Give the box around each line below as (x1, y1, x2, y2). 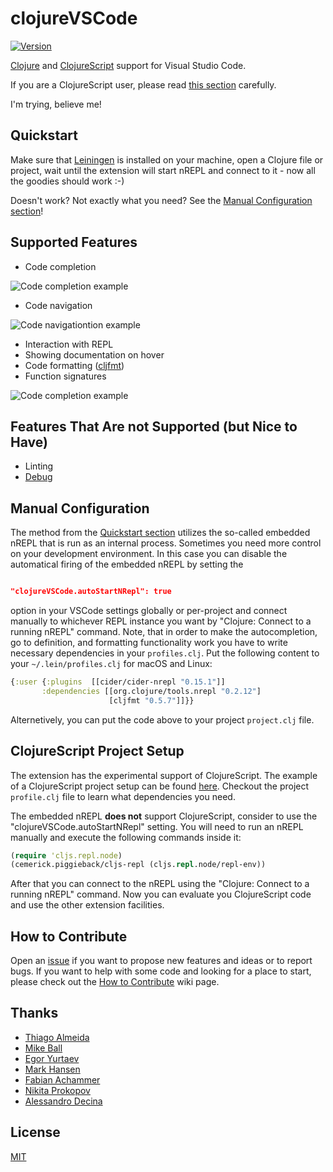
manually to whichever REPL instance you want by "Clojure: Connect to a (10, 615, 312, 627)
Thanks (10, 1005, 59, 1022)
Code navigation (24, 299, 93, 311)
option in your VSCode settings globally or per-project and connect (10, 605, 288, 617)
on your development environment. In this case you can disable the (10, 548, 288, 560)
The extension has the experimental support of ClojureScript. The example (10, 769, 318, 781)
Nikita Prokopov (24, 1084, 91, 1096)
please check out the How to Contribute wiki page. (10, 976, 220, 988)
